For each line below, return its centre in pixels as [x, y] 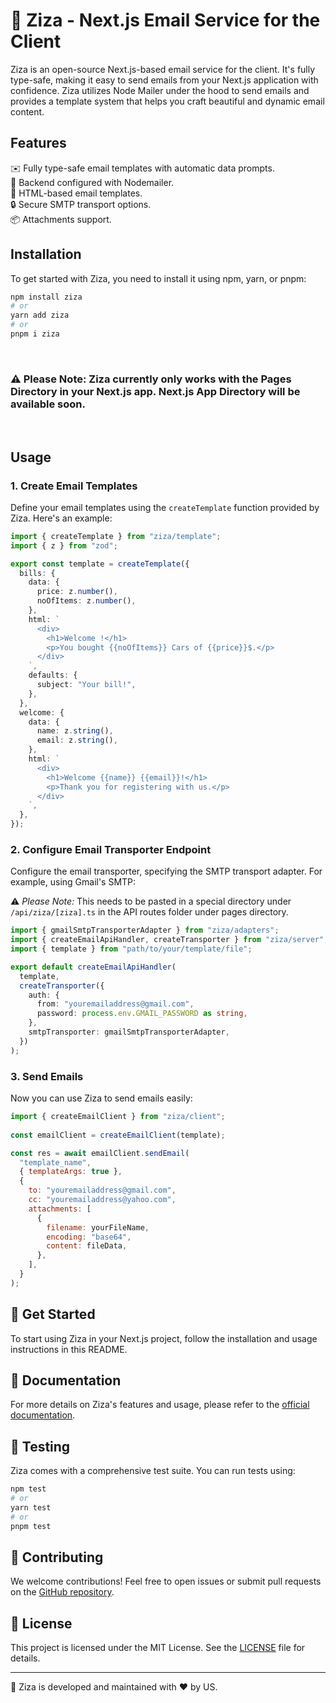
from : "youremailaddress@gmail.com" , [115, 1004]
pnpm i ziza [35, 334]
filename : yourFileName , [98, 1227]
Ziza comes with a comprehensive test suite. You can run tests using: [153, 1471]
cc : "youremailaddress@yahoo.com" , [102, 1200]
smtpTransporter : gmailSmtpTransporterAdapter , [129, 1032]
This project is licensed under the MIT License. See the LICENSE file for [158, 1648]
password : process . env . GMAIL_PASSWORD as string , [142, 1014]
